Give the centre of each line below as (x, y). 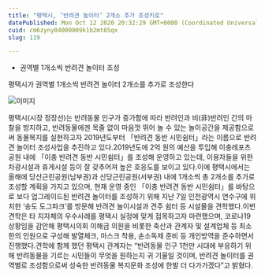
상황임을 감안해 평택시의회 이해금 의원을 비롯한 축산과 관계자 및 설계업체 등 (123, 226)
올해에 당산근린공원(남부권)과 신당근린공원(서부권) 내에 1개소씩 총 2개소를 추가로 (132, 177)
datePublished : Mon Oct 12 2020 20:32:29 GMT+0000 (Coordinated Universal (134, 23)
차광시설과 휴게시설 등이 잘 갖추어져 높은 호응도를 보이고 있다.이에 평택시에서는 (129, 167)
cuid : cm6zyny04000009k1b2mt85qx (63, 30)
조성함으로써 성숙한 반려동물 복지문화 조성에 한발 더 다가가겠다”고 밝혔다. (141, 265)
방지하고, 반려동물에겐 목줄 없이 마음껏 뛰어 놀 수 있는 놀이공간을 (121, 127)
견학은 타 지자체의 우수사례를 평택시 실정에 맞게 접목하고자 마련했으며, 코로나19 (129, 216)
